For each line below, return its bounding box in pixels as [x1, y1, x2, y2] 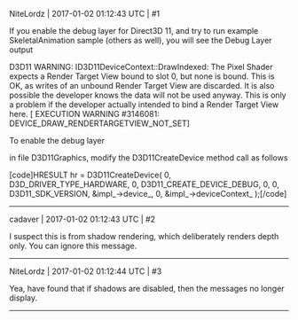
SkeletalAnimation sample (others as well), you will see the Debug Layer [9, 35, 272, 45]
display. [9, 293, 38, 303]
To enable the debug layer [9, 136, 105, 145]
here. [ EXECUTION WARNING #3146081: [9, 109, 160, 119]
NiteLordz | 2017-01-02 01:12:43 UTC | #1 [9, 9, 161, 19]
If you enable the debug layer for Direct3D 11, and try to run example [9, 26, 259, 35]
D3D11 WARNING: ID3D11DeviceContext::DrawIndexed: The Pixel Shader [9, 62, 273, 72]
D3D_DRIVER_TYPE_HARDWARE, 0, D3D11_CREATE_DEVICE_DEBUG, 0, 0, [9, 179, 279, 190]
